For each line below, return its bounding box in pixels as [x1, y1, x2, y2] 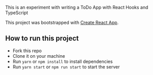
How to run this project [5, 34, 79, 43]
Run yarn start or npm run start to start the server [12, 63, 120, 70]
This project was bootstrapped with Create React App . [5, 20, 119, 25]
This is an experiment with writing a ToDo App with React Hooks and [5, 5, 148, 10]
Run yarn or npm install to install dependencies [12, 58, 113, 64]
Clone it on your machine [12, 53, 65, 59]
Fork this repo [12, 48, 42, 54]
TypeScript [5, 10, 28, 16]
